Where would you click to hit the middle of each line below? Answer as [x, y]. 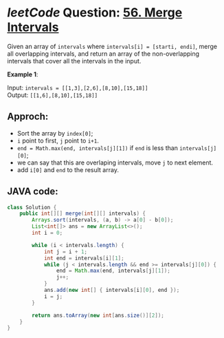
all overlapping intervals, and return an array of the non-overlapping [103, 54]
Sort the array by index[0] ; [55, 133]
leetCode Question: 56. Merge [95, 13]
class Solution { [32, 207]
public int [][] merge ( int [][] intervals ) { [83, 214]
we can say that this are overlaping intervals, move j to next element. [115, 162]
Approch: [28, 117]
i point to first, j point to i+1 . [58, 140]
